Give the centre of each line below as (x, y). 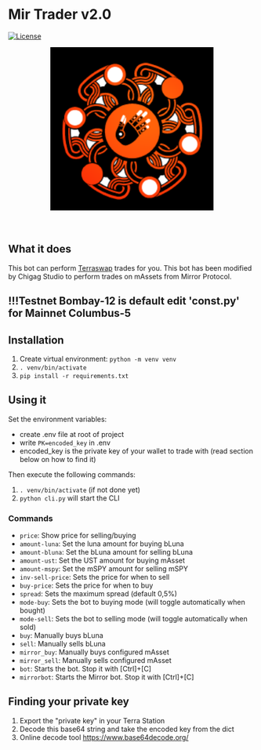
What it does (40, 249)
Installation (36, 340)
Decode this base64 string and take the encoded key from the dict (127, 729)
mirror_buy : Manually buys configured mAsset (94, 652)
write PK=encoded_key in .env (65, 442)
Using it (27, 400)
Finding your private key (69, 702)
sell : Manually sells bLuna (62, 644)
